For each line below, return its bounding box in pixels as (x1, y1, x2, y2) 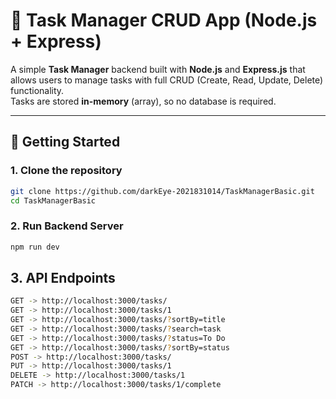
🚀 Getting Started (10, 134, 121, 151)
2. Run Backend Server (10, 219, 124, 233)
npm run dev (10, 242, 60, 252)
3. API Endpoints (10, 269, 116, 286)
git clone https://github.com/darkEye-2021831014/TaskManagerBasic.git (10, 186, 315, 196)
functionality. (10, 84, 65, 96)
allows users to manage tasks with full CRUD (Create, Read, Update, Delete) (10, 74, 324, 86)
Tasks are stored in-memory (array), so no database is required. (10, 95, 277, 107)
